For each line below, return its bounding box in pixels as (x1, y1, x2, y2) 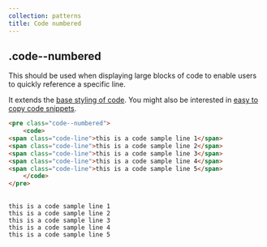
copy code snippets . (8, 104, 77, 113)
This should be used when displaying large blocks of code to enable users (8, 70, 257, 81)
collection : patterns (8, 11, 82, 20)
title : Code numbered (8, 19, 82, 28)
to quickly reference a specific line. (8, 79, 126, 89)
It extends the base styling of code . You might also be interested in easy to (8, 95, 258, 105)
